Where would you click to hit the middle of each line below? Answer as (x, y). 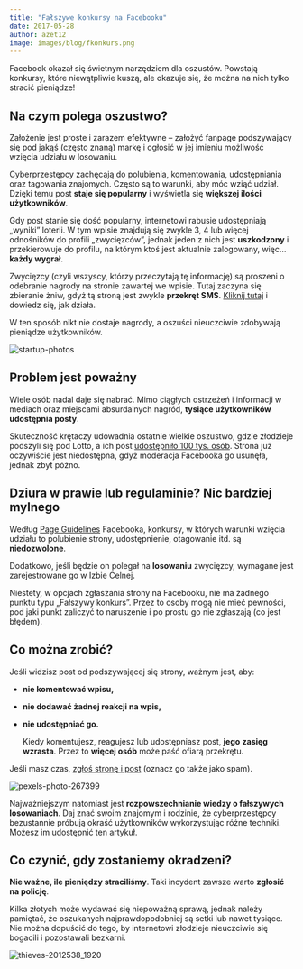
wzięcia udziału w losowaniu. (64, 157)
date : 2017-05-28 (42, 26)
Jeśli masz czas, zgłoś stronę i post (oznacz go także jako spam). (131, 768)
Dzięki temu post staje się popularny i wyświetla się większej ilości (135, 194)
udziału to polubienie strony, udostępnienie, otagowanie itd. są (125, 538)
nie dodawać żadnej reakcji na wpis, (92, 706)
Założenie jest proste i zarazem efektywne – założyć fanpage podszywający (151, 138)
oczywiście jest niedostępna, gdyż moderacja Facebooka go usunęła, (139, 455)
